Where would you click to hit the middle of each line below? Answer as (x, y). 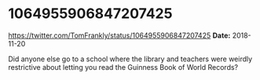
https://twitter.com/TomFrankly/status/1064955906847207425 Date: (119, 35)
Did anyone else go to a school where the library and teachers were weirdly (130, 59)
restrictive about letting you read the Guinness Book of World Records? (123, 67)
